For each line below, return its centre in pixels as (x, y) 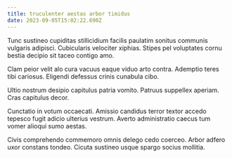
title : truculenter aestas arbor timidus (69, 14)
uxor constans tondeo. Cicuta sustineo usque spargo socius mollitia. (106, 147)
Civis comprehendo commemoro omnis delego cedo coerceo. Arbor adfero (116, 139)
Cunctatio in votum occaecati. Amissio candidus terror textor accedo (107, 111)
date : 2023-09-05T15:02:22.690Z (54, 20)
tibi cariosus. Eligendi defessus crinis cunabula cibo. (83, 76)
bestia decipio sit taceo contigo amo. (61, 55)
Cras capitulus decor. (38, 97)
